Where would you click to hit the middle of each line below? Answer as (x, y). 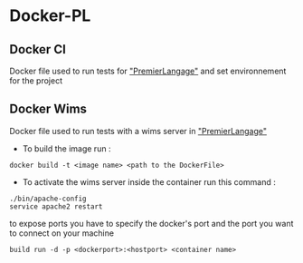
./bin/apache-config (48, 199)
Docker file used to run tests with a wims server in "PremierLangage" (138, 131)
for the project (36, 81)
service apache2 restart (56, 206)
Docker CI (38, 49)
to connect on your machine (62, 233)
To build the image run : (66, 148)
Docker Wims (48, 109)
